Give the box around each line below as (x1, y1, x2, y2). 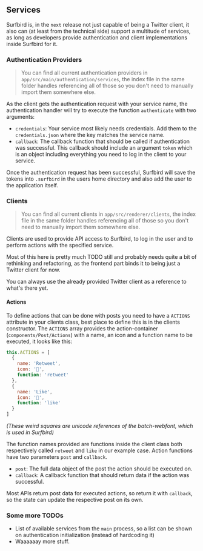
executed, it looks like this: (6, 338, 73, 345)
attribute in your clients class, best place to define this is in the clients (6, 318, 181, 326)
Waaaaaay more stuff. (15, 538, 70, 545)
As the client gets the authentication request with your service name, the (6, 100, 188, 108)
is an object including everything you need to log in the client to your (15, 151, 187, 158)
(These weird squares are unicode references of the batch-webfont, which (6, 422, 193, 430)
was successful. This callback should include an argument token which (15, 144, 193, 152)
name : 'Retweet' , (17, 361, 61, 367)
